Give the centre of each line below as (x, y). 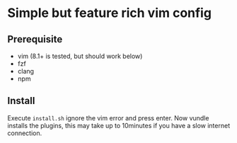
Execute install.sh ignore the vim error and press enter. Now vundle (108, 118)
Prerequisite (35, 39)
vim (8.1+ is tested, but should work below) (80, 56)
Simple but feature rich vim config (110, 13)
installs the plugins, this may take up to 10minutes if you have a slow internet (119, 125)
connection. (25, 133)
